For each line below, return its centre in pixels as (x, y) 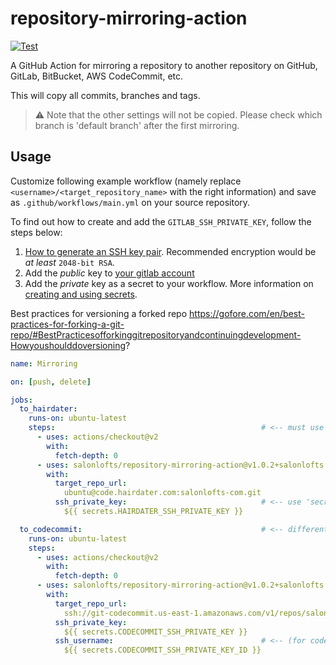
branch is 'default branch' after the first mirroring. (137, 125)
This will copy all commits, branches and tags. (105, 95)
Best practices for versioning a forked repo (99, 313)
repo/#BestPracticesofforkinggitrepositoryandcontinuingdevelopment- (156, 334)
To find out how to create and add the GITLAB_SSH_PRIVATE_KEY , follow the (161, 221)
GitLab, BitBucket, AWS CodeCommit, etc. (97, 76)
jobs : (21, 400)
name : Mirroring (44, 363)
